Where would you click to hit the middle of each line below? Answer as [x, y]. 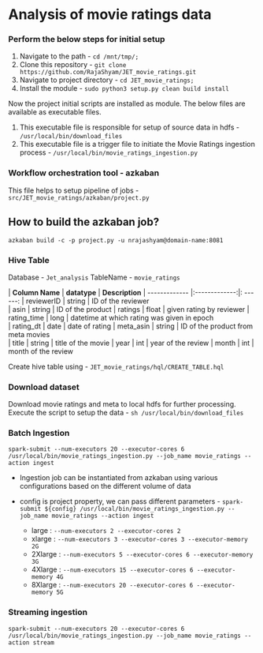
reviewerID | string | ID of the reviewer [87, 301]
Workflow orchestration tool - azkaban [84, 173]
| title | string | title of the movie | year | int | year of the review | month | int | [131, 343]
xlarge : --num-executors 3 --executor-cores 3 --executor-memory [139, 539]
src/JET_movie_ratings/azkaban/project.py [79, 198]
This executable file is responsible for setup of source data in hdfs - [130, 127]
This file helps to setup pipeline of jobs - [74, 190]
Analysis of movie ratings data [110, 15]
